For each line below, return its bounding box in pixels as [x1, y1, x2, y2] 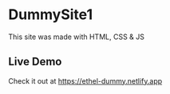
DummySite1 [8, 6, 93, 24]
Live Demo [8, 55, 62, 69]
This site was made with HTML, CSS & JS [8, 32, 145, 41]
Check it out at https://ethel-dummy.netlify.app [8, 76, 163, 85]
